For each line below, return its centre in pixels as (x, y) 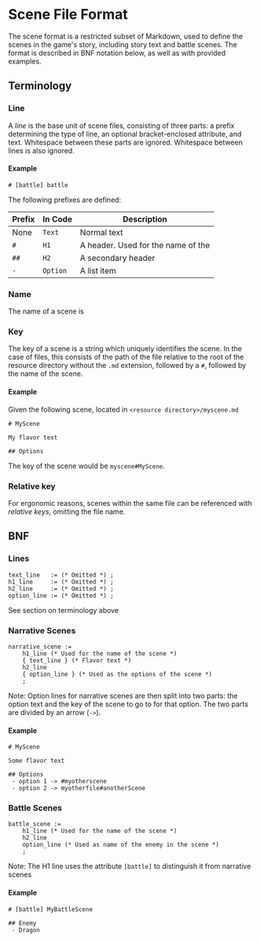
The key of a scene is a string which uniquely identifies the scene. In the (125, 349)
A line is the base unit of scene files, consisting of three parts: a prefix (121, 125)
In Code (58, 219)
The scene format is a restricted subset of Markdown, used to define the (126, 36)
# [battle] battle (38, 185)
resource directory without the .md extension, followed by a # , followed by (127, 365)
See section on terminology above (64, 610)
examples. (25, 61)
